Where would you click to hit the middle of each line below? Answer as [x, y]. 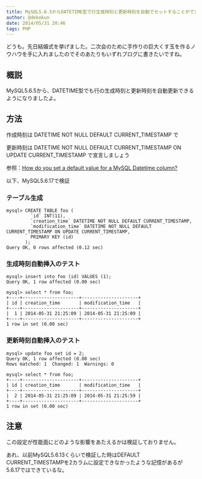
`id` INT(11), [48, 216]
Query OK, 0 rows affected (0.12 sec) [55, 248]
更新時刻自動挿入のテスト [43, 340]
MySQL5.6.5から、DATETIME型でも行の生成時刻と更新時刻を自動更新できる [100, 90]
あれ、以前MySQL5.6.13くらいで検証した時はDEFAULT [73, 455]
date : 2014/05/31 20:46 [36, 23]
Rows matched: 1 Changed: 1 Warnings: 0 [60, 364]
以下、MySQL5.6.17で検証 [38, 180]
